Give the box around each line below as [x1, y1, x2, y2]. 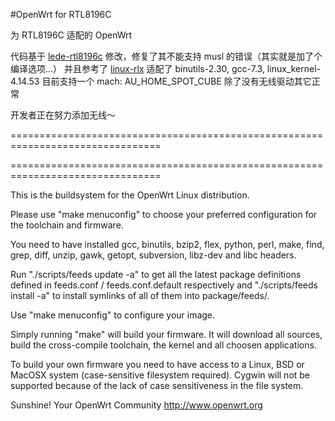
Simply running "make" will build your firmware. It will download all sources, [10, 329, 323, 340]
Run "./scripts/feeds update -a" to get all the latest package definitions [10, 269, 302, 280]
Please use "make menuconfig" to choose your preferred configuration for [10, 209, 318, 220]
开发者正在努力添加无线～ [10, 109, 116, 121]
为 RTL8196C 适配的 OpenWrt [10, 29, 133, 41]
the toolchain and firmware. [10, 219, 124, 231]
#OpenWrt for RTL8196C [10, 9, 112, 20]
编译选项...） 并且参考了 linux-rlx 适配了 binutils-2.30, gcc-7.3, [10, 63, 265, 74]
